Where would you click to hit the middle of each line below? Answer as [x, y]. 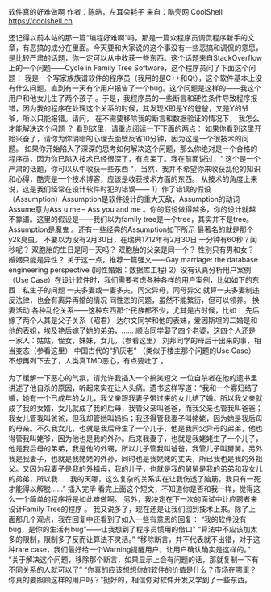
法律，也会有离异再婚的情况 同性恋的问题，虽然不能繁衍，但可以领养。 [133, 300]
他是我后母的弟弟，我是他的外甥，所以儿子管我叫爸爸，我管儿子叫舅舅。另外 [135, 448]
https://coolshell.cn [40, 21]
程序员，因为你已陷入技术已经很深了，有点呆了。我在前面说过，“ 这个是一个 [135, 159]
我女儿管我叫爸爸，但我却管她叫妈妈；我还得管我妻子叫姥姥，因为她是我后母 [135, 418]
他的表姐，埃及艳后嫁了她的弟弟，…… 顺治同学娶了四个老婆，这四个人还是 [132, 330]
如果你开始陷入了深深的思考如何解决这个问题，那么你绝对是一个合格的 [141, 149]
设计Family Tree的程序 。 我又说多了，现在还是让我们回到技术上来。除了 [129, 509]
